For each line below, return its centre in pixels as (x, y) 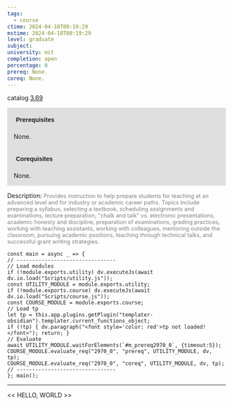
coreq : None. (26, 78)
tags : (15, 14)
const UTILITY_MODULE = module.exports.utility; (79, 285)
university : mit (31, 53)
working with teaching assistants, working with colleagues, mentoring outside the (114, 229)
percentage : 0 (28, 65)
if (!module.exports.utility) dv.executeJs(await (80, 273)
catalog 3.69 (25, 98)
